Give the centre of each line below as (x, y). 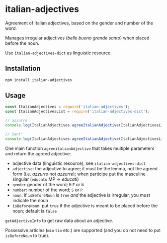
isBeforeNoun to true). (27, 236)
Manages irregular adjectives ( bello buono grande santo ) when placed (77, 38)
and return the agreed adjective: (38, 153)
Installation (23, 68)
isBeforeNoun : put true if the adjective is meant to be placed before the (85, 206)
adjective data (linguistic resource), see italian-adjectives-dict (79, 163)
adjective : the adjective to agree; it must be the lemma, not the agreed (85, 168)
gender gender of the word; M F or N (48, 184)
